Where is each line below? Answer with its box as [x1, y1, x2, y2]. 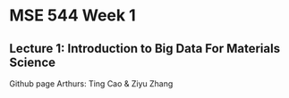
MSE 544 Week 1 [9, 5, 136, 26]
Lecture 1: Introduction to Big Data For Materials [9, 41, 280, 56]
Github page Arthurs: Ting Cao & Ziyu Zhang [9, 78, 174, 89]
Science [9, 54, 56, 69]
